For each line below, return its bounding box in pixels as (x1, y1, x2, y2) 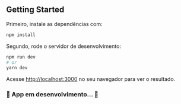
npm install (6, 32, 36, 38)
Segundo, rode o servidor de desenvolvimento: (6, 43, 122, 50)
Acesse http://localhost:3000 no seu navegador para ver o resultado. (6, 76, 176, 83)
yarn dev (6, 65, 28, 71)
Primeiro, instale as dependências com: (6, 20, 103, 27)
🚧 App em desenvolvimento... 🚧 (6, 90, 99, 99)
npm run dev (6, 54, 36, 60)
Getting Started (6, 5, 65, 15)
